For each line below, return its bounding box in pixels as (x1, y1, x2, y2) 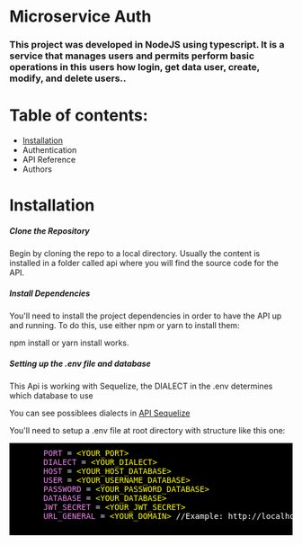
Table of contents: (9, 105, 148, 126)
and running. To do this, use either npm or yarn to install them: (9, 320, 240, 331)
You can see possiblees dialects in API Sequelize (9, 407, 191, 419)
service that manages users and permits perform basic (9, 49, 254, 62)
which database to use (9, 390, 93, 401)
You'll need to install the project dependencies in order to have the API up (9, 310, 282, 321)
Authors (22, 164, 52, 174)
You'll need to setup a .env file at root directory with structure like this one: (9, 425, 286, 436)
